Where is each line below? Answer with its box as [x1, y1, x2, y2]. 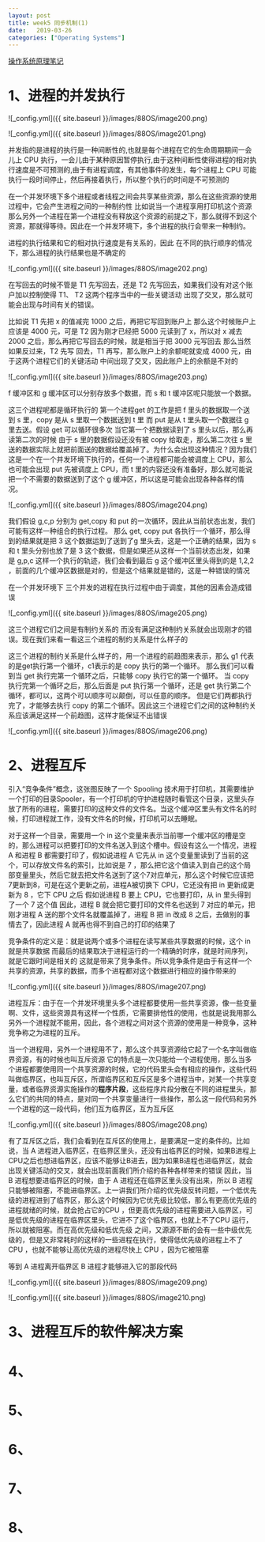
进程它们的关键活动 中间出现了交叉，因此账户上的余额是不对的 [35, 357, 238, 366]
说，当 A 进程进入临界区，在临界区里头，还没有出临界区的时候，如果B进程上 [8, 1146, 256, 1155]
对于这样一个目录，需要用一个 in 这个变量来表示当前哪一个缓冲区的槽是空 [8, 831, 246, 841]
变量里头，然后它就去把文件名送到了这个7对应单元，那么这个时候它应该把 [14, 871, 254, 880]
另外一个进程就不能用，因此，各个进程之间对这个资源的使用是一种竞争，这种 [8, 1018, 257, 1028]
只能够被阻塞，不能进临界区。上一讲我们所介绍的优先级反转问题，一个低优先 [8, 1185, 257, 1195]
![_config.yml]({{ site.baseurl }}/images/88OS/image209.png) [8, 1278, 207, 1287]
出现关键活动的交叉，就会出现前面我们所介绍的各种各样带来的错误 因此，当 [8, 1166, 252, 1175]
